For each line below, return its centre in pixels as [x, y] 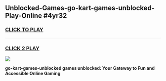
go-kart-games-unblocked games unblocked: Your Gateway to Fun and [80, 68]
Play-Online [23, 16]
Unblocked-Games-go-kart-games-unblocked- [80, 8]
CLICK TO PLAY [24, 30]
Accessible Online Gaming [33, 73]
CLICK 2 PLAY [22, 48]
